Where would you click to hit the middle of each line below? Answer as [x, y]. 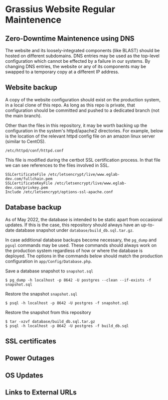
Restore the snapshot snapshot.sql [41, 294]
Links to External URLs [41, 392]
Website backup [31, 88]
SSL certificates [31, 342]
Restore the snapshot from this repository [48, 312]
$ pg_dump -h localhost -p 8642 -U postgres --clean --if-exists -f [78, 280]
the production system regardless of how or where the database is [74, 250]
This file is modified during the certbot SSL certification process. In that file [83, 160]
